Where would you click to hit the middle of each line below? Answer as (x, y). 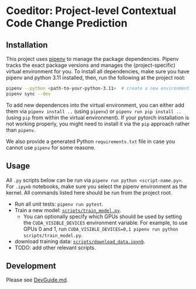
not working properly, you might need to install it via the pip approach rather (98, 124)
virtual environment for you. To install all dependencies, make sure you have (98, 71)
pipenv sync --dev (28, 94)
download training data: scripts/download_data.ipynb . (80, 241)
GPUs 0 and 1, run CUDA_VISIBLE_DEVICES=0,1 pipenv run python (101, 229)
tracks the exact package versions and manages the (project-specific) (91, 65)
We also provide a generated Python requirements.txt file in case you (91, 141)
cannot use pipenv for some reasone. (51, 147)
